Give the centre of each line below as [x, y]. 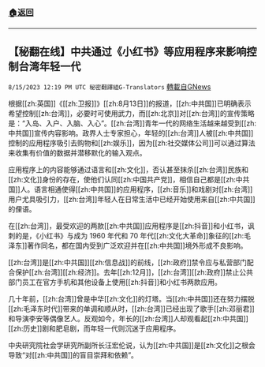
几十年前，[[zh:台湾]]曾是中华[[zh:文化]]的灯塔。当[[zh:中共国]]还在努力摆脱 [131, 299]
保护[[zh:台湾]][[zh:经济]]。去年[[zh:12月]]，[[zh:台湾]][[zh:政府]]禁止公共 [134, 272]
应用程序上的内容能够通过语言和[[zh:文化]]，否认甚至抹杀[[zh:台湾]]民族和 [128, 170]
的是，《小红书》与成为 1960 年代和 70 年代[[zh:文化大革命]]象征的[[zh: [129, 236]
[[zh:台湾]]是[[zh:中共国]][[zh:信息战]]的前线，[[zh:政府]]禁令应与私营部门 [127, 263]
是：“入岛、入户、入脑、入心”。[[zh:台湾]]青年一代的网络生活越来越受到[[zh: [132, 123]
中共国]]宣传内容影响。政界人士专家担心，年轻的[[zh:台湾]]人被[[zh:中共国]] [131, 133]
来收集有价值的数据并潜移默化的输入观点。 [77, 153]
